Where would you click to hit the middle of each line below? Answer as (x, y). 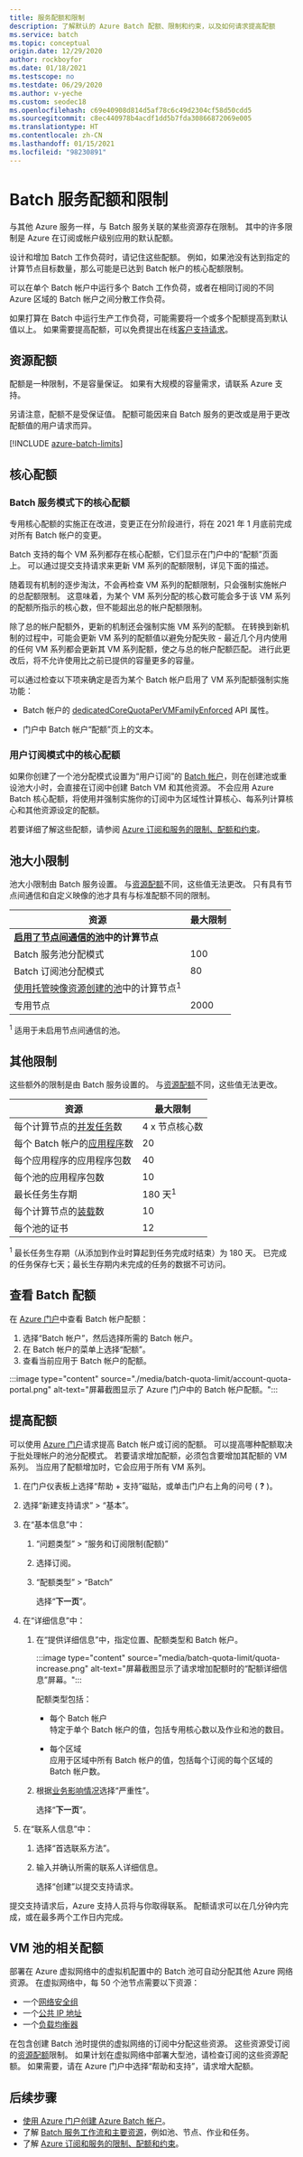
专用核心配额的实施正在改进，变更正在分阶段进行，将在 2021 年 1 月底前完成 (151, 524)
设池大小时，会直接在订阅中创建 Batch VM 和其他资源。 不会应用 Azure (142, 788)
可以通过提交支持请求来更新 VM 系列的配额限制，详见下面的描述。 (150, 566)
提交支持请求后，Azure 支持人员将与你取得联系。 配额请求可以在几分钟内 (145, 1905)
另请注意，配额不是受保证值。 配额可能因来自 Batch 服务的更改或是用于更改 (150, 414)
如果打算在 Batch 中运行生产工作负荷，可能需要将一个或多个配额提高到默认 (149, 318)
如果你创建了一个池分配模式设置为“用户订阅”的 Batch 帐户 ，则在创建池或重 (148, 776)
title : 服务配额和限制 (47, 18)
